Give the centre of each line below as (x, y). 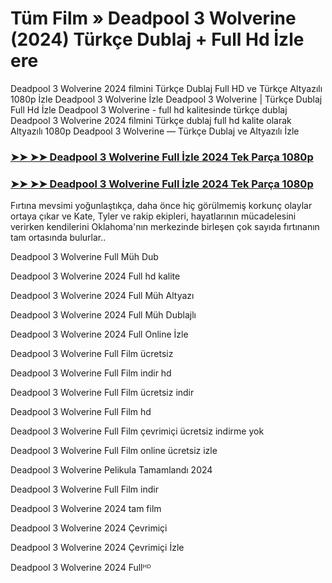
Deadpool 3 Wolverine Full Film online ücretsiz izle (114, 451)
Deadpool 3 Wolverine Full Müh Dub (84, 257)
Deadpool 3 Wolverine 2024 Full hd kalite (95, 276)
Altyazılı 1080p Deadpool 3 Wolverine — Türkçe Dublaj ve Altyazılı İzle (155, 131)
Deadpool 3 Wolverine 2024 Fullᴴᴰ (81, 568)
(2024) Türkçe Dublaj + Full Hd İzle (157, 39)
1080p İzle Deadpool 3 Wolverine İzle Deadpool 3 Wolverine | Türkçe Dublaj (166, 99)
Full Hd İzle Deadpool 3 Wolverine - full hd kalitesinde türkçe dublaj (149, 109)
